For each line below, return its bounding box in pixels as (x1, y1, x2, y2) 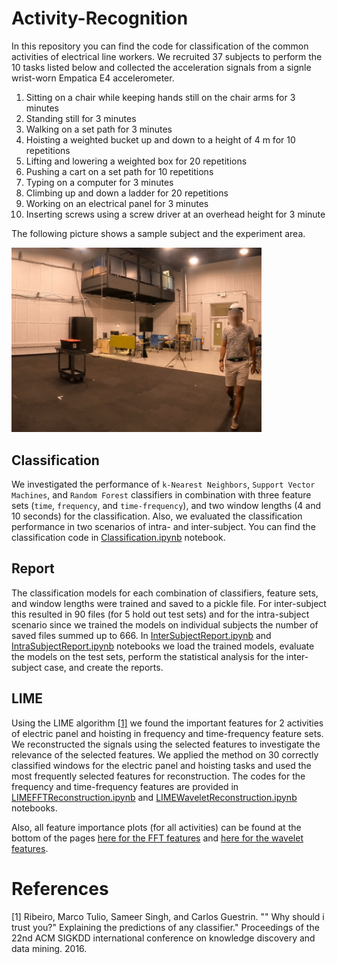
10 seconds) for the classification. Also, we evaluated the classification (11, 510, 303, 522)
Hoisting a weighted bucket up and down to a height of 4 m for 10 (25, 133, 296, 146)
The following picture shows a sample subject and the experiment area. (11, 227, 306, 239)
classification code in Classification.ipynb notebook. (11, 532, 226, 544)
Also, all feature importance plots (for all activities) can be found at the (11, 821, 302, 833)
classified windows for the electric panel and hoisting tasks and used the (11, 759, 312, 771)
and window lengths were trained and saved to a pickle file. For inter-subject (11, 597, 327, 609)
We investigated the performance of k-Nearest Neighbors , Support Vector (11, 478, 316, 491)
